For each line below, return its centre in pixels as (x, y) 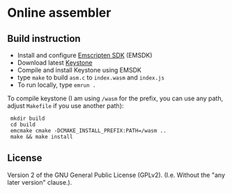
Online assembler (59, 13)
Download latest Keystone (55, 63)
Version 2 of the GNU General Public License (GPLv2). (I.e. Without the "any (116, 175)
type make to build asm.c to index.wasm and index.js (91, 77)
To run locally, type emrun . (56, 85)
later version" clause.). (40, 182)
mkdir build (28, 118)
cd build (23, 125)
